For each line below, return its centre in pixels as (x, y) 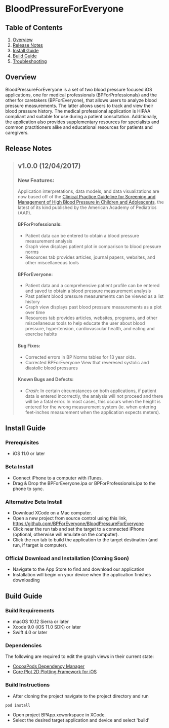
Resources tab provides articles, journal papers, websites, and (90, 257)
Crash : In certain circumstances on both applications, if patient (91, 391)
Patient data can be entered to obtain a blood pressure (82, 236)
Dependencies (24, 645)
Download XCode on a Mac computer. (52, 512)
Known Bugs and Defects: (46, 379)
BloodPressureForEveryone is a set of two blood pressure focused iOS (79, 89)
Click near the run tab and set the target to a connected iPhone (78, 529)
